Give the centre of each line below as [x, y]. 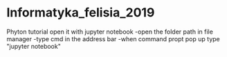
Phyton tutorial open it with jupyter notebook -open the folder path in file [110, 32]
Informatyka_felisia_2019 [81, 13]
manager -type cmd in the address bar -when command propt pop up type [113, 38]
